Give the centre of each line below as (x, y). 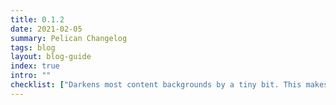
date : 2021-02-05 (46, 29)
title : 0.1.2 (37, 19)
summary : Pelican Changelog (69, 38)
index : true (35, 66)
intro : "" (31, 76)
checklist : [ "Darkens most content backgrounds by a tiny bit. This (156, 85)
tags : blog (33, 47)
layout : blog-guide (51, 57)
